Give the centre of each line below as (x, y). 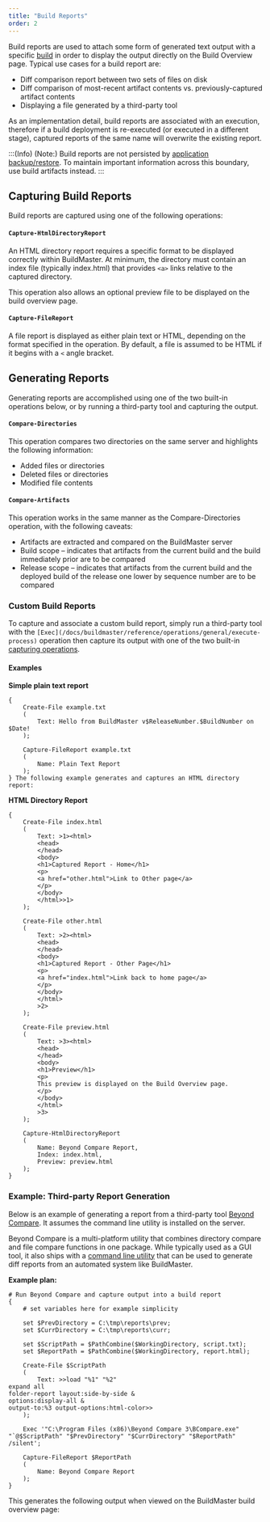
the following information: (51, 450)
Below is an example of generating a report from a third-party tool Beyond (131, 1214)
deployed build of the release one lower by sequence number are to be (138, 576)
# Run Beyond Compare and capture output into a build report (115, 1295)
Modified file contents (56, 483)
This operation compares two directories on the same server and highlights (133, 441)
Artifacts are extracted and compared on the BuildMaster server (126, 542)
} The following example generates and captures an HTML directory (124, 778)
